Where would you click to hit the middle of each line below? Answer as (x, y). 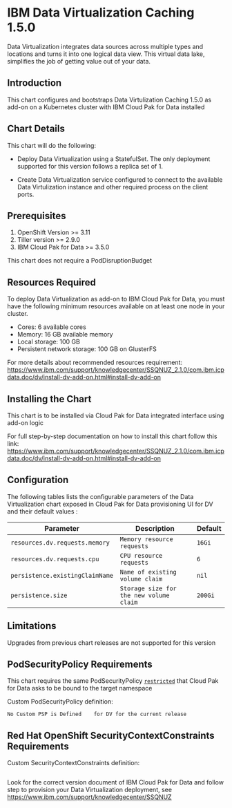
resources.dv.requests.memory (60, 543)
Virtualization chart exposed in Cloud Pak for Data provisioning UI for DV (110, 504)
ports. (26, 194)
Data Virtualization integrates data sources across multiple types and (105, 46)
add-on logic (25, 423)
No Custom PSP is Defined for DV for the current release (97, 714)
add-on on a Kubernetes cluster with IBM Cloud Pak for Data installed (106, 107)
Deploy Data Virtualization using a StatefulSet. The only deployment (114, 159)
